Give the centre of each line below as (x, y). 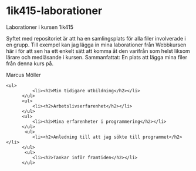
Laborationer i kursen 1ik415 (40, 27)
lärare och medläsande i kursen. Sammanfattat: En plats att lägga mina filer (97, 57)
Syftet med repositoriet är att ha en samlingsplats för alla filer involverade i (96, 38)
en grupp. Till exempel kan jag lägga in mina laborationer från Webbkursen (96, 45)
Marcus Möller (23, 75)
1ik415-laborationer (54, 11)
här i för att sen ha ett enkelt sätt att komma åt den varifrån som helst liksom (98, 51)
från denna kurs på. (30, 63)
